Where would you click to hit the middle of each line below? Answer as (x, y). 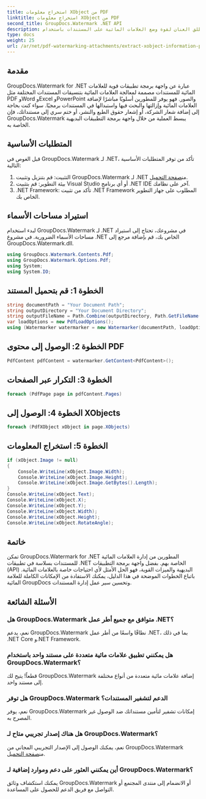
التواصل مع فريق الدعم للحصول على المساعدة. (61, 789)
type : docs (21, 35)
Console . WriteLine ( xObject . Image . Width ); (71, 472)
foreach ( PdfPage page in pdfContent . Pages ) (64, 394)
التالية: (14, 165)
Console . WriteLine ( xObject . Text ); (51, 494)
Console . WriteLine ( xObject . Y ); (47, 505)
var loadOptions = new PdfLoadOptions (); (61, 322)
